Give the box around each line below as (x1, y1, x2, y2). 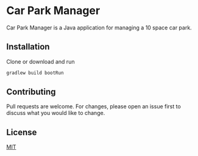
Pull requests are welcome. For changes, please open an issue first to (6, 103, 181, 110)
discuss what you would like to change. (6, 110, 105, 117)
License (6, 127, 37, 138)
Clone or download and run (6, 58, 75, 65)
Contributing (6, 87, 56, 97)
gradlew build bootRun (6, 70, 64, 76)
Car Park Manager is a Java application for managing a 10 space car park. (6, 24, 192, 31)
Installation (6, 42, 50, 52)
